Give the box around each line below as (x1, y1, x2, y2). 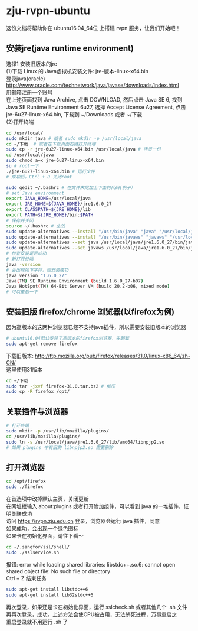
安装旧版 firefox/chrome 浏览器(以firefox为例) (6, 307, 175, 317)
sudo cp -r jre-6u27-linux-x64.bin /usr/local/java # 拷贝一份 (6, 147, 161, 152)
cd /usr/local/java (6, 152, 54, 158)
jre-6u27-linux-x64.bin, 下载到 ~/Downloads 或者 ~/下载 (6, 110, 143, 118)
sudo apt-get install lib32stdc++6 (6, 592, 94, 598)
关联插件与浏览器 (6, 406, 68, 417)
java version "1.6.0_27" (6, 272, 67, 278)
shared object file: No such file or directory (6, 567, 111, 574)
